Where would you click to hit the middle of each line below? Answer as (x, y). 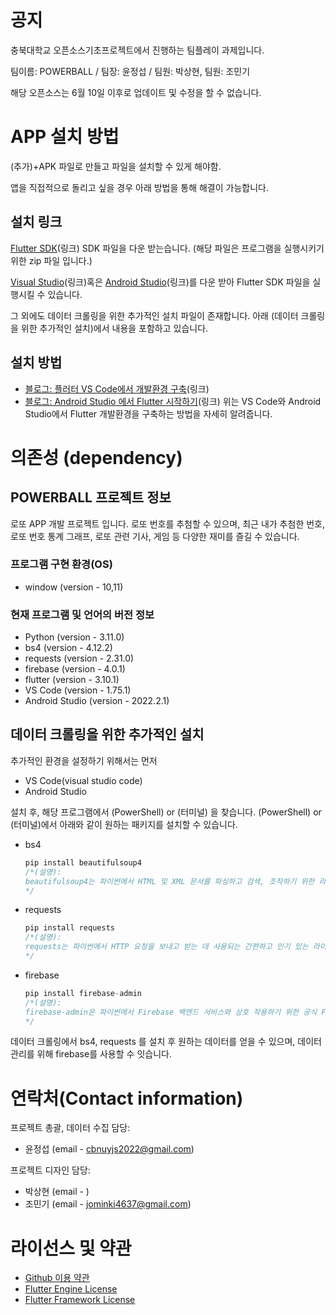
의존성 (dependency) (96, 457)
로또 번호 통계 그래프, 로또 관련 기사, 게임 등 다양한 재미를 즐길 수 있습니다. (155, 536)
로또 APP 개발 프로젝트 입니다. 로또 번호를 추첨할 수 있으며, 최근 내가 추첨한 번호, (167, 523)
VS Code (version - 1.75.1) (78, 690)
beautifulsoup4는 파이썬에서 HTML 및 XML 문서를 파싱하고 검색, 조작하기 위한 (169, 881)
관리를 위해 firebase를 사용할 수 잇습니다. (91, 1054)
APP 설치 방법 (65, 137)
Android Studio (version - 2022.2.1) (97, 701)
